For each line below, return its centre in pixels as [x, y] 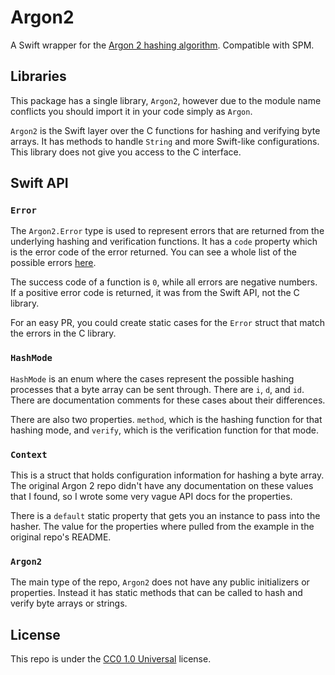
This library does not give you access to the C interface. [126, 152]
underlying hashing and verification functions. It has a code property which [164, 242]
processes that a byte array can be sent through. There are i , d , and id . [157, 389]
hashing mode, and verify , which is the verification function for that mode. [164, 430]
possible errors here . [53, 263]
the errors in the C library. [63, 333]
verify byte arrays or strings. [69, 603]
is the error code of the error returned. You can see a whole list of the [153, 252]
